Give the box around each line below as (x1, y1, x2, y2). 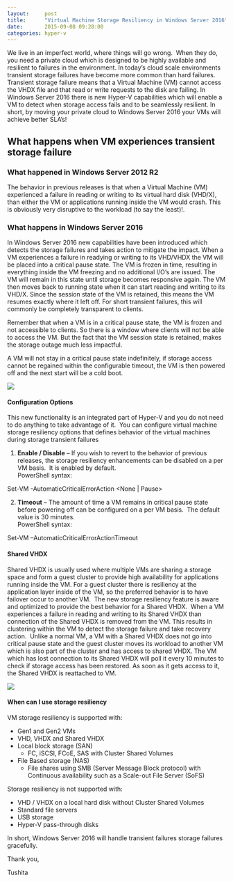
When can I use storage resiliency (7, 698, 107, 707)
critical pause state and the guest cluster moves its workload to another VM (7, 639, 223, 647)
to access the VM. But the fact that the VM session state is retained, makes (7, 333, 222, 342)
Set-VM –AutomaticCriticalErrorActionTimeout (7, 534, 139, 542)
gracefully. (7, 841, 38, 849)
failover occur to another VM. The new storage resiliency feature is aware (7, 594, 220, 603)
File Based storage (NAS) (17, 756, 90, 764)
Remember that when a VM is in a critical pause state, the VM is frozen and (7, 318, 222, 327)
